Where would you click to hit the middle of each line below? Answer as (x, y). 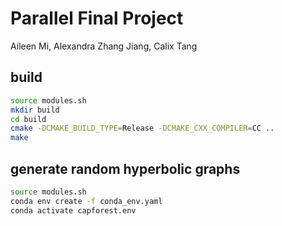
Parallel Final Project (97, 18)
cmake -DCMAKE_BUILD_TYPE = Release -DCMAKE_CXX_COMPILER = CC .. (142, 128)
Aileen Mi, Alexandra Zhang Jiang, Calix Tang (104, 46)
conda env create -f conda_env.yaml (86, 201)
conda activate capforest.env (73, 210)
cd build (28, 119)
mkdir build (35, 110)
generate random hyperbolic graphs (125, 168)
